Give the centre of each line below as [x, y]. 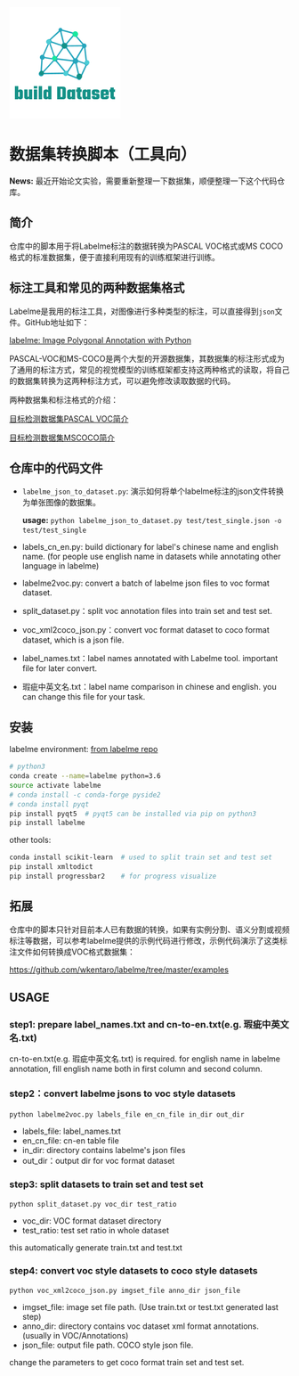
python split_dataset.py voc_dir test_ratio [93, 1205]
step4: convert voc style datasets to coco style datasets [133, 1270]
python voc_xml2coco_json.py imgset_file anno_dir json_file [125, 1291]
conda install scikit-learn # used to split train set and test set [141, 857]
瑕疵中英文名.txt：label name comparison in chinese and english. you [149, 687]
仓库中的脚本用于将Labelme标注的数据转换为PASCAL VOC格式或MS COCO [146, 246]
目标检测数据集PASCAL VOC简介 [69, 418]
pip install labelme [48, 823]
